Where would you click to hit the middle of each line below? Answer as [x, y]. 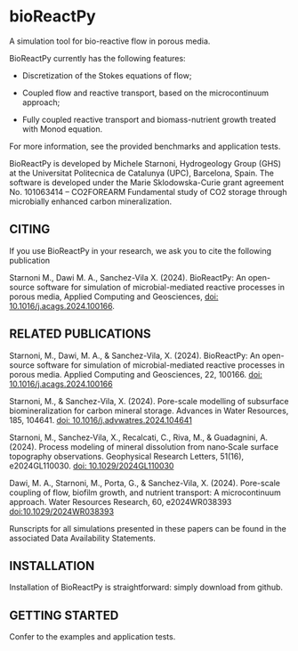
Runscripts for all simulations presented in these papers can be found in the [148, 528]
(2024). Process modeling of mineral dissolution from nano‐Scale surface [144, 446]
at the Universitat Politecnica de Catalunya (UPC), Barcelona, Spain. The [141, 173]
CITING [30, 229]
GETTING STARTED [64, 615]
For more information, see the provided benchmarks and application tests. [145, 146]
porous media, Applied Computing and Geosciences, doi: [114, 297]
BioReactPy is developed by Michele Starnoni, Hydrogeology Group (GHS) [145, 163]
